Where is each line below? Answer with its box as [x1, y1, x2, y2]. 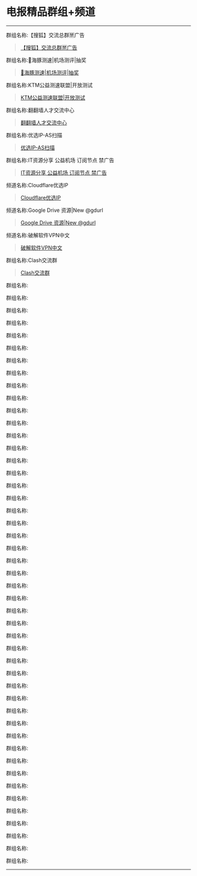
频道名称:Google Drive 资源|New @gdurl [6, 207, 104, 214]
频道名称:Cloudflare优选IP [6, 181, 69, 188]
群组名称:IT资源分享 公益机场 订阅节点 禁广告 [6, 157, 114, 164]
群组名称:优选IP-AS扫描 [6, 131, 63, 138]
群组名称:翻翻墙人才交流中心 [6, 107, 75, 114]
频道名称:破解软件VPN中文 [6, 231, 70, 238]
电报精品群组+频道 [6, 5, 96, 19]
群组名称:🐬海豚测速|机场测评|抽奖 [6, 57, 87, 64]
